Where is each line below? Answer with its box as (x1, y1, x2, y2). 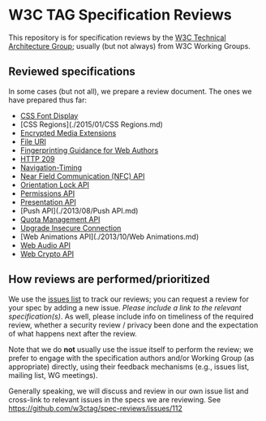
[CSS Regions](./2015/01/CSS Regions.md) (19, 119, 164, 129)
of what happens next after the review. (8, 328, 138, 338)
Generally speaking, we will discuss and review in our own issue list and (8, 386, 249, 396)
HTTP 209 (19, 154, 55, 163)
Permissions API (19, 189, 75, 198)
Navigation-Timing (19, 163, 83, 172)
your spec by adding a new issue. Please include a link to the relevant (8, 302, 242, 312)
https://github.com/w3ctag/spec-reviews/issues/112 (8, 403, 182, 413)
